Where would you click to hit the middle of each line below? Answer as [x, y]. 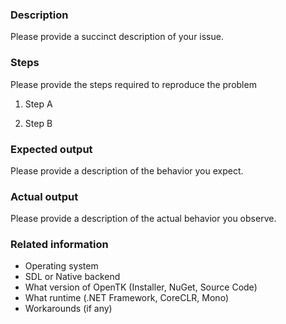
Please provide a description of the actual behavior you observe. [143, 219]
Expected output [51, 149]
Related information [59, 245]
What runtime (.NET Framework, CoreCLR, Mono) [126, 298]
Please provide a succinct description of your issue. [117, 37]
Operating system [61, 266]
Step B [38, 123]
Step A [38, 104]
